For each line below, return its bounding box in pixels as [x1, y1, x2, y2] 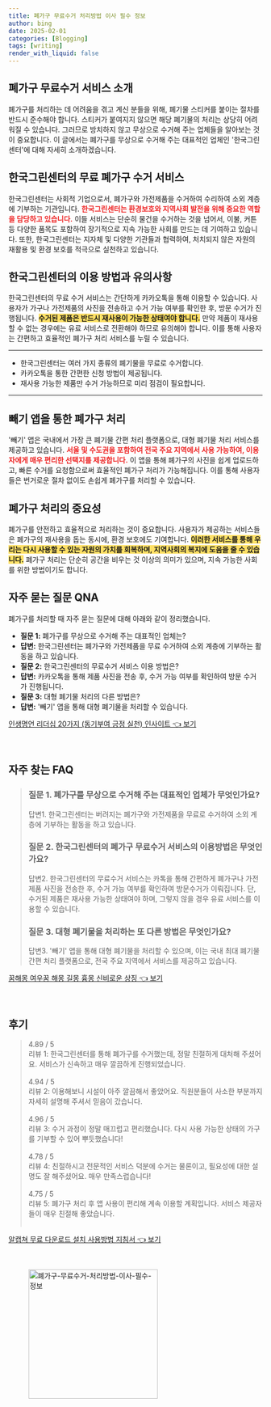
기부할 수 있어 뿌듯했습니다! [36, 1134, 123, 1143]
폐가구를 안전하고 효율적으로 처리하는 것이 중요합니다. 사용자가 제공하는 [8, 525, 232, 534]
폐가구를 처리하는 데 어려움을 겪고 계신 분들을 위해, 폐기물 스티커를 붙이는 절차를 [8, 104, 261, 114]
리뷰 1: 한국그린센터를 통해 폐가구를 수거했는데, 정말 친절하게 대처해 [27, 1049, 240, 1058]
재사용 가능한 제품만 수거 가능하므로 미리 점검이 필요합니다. [19, 378, 206, 388]
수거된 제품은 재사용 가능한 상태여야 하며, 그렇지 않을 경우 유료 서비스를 [27, 894, 252, 903]
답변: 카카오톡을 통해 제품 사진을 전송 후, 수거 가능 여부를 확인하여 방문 [19, 671, 242, 681]
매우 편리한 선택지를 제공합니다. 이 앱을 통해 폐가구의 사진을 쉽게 [29, 455, 231, 465]
